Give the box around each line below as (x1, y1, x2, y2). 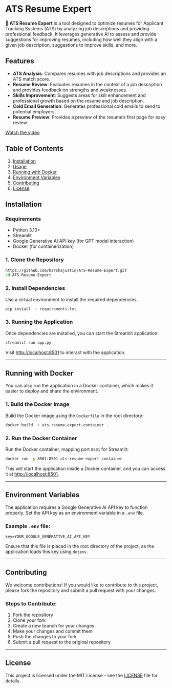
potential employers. (12, 108, 56, 114)
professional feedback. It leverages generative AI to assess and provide (5, 31, 157, 37)
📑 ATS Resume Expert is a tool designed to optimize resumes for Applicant (5, 20, 164, 26)
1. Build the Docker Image (5, 401, 70, 408)
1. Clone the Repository (5, 256, 64, 263)
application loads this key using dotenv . (5, 548, 88, 555)
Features (5, 57, 34, 66)
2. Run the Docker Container (5, 435, 77, 442)
